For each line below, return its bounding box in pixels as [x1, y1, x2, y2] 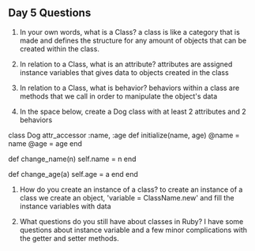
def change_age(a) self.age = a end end [8, 169, 138, 178]
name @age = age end [8, 138, 83, 148]
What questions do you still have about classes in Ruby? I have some [19, 216, 244, 226]
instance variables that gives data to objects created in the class [19, 67, 229, 77]
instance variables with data [19, 201, 112, 211]
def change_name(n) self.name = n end [8, 154, 137, 163]
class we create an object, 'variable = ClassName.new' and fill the [19, 193, 234, 202]
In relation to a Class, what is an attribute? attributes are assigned [19, 59, 233, 69]
